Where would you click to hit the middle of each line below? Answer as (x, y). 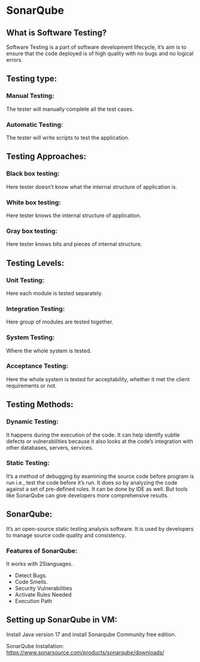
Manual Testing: (30, 96)
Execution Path (34, 601)
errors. (14, 60)
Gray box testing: (32, 231)
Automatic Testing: (35, 124)
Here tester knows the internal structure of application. (74, 215)
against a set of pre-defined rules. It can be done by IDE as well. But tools (97, 489)
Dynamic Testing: (32, 421)
